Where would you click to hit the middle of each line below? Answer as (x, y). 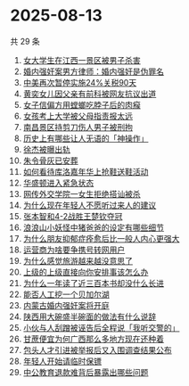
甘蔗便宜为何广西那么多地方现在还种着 (93, 339)
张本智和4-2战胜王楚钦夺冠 (73, 216)
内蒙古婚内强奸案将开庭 (66, 305)
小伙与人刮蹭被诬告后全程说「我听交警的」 (101, 327)
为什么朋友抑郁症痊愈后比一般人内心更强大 (101, 238)
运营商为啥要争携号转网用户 (74, 250)
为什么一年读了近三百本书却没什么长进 (93, 283)
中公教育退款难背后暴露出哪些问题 (86, 372)
